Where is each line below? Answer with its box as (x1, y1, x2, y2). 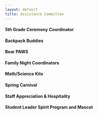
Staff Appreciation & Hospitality (5, 93, 70, 99)
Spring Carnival (5, 82, 37, 88)
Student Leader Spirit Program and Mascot (5, 104, 93, 110)
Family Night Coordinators (5, 60, 60, 66)
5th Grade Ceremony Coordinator (5, 27, 74, 33)
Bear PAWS (5, 49, 28, 55)
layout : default (5, 7, 38, 12)
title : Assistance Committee (5, 12, 64, 16)
